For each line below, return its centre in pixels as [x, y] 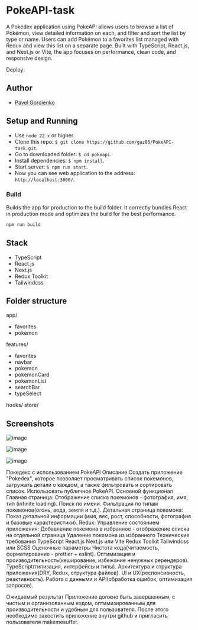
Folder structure [37, 301]
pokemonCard [32, 375]
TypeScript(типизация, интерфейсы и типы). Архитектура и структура [94, 567]
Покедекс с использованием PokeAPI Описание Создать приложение [95, 472]
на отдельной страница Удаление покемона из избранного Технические [98, 535]
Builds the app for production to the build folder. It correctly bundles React [97, 207]
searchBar [27, 387]
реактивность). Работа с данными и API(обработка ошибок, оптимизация [99, 579]
